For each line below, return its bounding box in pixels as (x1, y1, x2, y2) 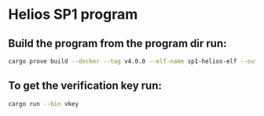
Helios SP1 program (8, 5, 138, 24)
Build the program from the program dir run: (8, 37, 227, 50)
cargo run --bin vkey (8, 100, 79, 107)
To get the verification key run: (8, 79, 163, 92)
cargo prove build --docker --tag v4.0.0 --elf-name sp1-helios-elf (8, 57, 237, 65)
